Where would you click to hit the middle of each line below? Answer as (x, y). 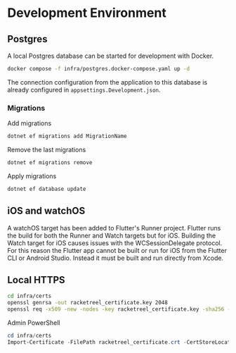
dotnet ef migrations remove (50, 163)
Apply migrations (32, 176)
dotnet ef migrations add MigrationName (67, 136)
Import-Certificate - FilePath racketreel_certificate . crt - (97, 342)
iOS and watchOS (46, 211)
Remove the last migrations (47, 150)
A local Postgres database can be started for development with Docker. (111, 56)
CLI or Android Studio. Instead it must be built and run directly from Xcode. (115, 258)
